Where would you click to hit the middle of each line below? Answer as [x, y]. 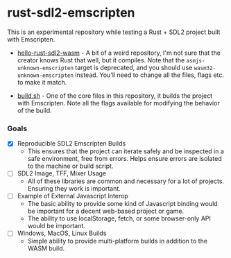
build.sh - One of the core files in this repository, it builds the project [115, 96]
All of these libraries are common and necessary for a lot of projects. [126, 181]
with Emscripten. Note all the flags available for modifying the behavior [118, 103]
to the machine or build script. [70, 166]
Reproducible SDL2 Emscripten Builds [71, 144]
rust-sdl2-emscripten [71, 13]
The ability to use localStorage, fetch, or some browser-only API [119, 218]
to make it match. [42, 82]
